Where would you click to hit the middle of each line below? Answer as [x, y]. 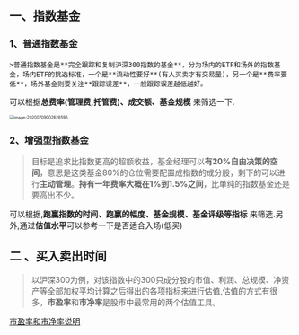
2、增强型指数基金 [49, 140]
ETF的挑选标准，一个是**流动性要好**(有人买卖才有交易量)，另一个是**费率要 [161, 75]
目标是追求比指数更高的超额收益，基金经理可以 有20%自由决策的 [151, 161]
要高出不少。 [55, 195]
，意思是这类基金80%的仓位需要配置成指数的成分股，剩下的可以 [158, 172]
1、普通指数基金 [44, 44]
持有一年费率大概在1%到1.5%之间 [141, 183]
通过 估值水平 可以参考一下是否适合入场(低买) [101, 225]
